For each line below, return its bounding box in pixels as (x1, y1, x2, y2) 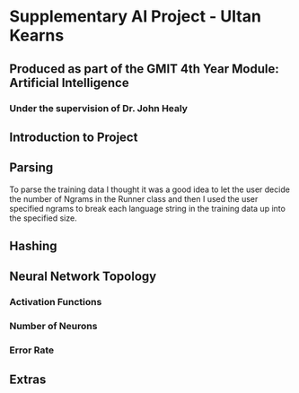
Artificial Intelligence (9, 74, 129, 91)
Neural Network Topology (9, 269, 157, 284)
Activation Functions (9, 296, 102, 309)
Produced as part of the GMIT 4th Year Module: (9, 61, 280, 76)
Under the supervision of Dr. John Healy (9, 101, 189, 114)
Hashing (9, 239, 57, 254)
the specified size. (9, 213, 78, 223)
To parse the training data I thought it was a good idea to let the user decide (9, 184, 290, 195)
